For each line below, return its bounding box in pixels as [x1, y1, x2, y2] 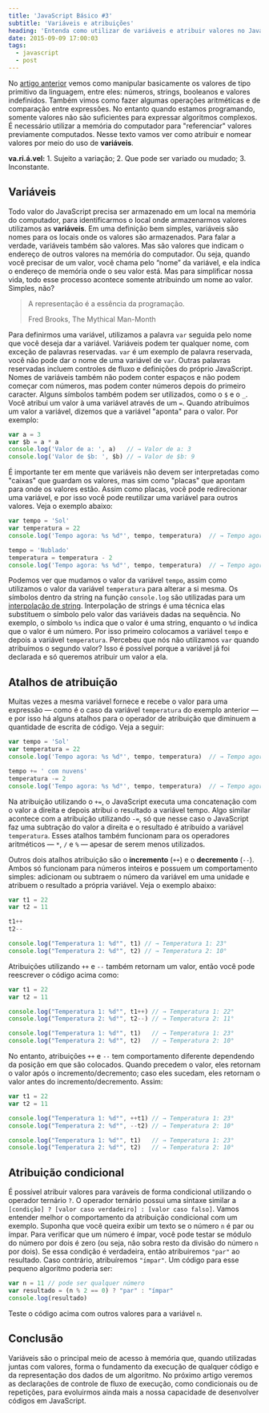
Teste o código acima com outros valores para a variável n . [8, 1308, 203, 1318]
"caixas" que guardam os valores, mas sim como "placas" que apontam [8, 476, 246, 486]
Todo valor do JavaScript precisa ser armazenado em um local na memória [8, 206, 256, 216]
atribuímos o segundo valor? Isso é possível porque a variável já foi [8, 644, 231, 653]
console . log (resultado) [8, 1294, 88, 1302]
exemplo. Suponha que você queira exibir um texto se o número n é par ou [8, 1221, 255, 1231]
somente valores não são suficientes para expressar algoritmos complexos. [8, 112, 258, 122]
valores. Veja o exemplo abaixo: [8, 502, 114, 511]
